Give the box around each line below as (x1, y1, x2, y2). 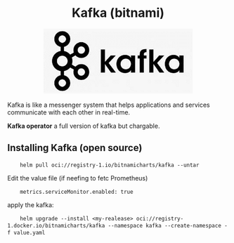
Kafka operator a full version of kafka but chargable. (7, 121, 160, 130)
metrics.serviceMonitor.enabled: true (20, 188, 134, 195)
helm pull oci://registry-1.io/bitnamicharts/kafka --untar (20, 162, 200, 169)
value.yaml (13, 229, 46, 236)
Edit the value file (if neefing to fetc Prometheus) (7, 173, 148, 182)
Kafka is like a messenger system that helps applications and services (7, 100, 210, 109)
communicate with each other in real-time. (7, 107, 131, 117)
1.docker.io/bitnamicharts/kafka (7, 222, 105, 229)
